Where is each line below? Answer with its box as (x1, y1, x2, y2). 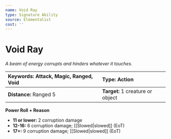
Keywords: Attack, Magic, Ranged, (8, 73, 93, 80)
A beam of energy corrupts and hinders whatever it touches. (5, 61, 133, 67)
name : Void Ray (5, 7, 38, 13)
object (102, 94, 118, 101)
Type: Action (102, 76, 134, 83)
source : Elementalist (5, 17, 51, 22)
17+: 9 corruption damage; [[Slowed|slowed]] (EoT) (12, 128, 121, 134)
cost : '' (5, 21, 24, 27)
